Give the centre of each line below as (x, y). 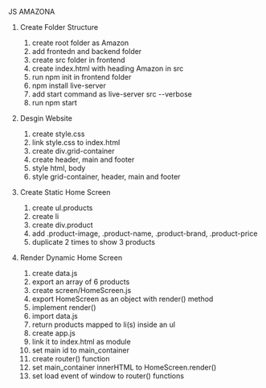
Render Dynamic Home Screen (71, 258)
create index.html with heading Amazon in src (108, 68)
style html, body (59, 168)
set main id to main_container (81, 350)
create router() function (71, 359)
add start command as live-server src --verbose (112, 94)
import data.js (55, 316)
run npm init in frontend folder (82, 77)
